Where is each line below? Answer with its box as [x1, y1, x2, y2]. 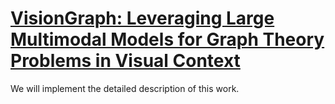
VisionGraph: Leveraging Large [10, 7, 275, 30]
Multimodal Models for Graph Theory [10, 28, 325, 51]
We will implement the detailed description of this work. [10, 82, 240, 94]
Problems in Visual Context [10, 50, 241, 72]
